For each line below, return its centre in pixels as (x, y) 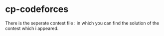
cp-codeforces (37, 9)
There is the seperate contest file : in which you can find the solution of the (82, 23)
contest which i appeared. (32, 28)
